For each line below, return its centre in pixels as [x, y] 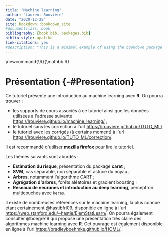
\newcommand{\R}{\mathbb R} [37, 61]
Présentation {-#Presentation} [70, 81]
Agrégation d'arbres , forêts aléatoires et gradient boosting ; [75, 182]
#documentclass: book [28, 29]
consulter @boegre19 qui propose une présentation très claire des [73, 218]
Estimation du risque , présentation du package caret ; [69, 166]
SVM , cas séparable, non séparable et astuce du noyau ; [71, 171]
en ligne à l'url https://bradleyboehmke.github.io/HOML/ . [63, 229]
